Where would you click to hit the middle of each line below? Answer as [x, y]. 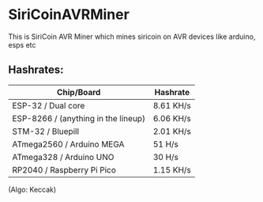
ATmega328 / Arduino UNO [63, 157]
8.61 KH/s [172, 105]
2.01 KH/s [172, 131]
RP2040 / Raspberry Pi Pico [64, 170]
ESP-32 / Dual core [49, 105]
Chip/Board [79, 92]
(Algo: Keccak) [32, 189]
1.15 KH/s [172, 170]
